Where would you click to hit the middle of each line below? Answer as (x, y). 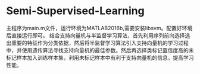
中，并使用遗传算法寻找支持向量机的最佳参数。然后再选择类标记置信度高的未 (100, 50)
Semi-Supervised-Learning (75, 11)
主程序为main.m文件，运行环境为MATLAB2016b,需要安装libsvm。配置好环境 (99, 28)
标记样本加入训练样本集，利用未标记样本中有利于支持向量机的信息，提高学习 (100, 57)
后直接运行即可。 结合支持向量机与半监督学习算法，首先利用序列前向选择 (96, 35)
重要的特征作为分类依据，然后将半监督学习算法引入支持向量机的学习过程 (100, 43)
